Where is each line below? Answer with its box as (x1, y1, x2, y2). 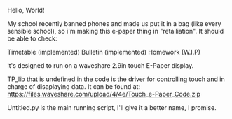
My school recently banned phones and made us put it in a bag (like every (7, 20, 221, 27)
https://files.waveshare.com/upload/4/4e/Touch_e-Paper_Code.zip (7, 90, 201, 98)
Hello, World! (7, 6, 45, 14)
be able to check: (7, 34, 57, 43)
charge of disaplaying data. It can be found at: (7, 83, 141, 90)
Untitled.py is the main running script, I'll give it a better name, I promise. (7, 104, 217, 111)
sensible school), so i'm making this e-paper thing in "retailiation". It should (7, 27, 224, 35)
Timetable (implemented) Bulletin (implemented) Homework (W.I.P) (7, 48, 201, 56)
